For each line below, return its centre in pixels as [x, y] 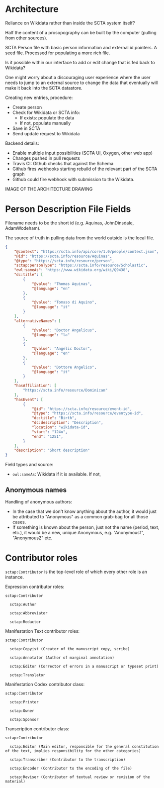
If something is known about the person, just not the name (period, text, [86, 527]
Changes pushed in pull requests [46, 158]
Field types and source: [29, 465]
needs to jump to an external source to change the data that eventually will [82, 83]
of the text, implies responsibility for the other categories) [73, 751]
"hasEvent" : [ [29, 399]
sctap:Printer [24, 702]
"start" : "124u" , [50, 432]
